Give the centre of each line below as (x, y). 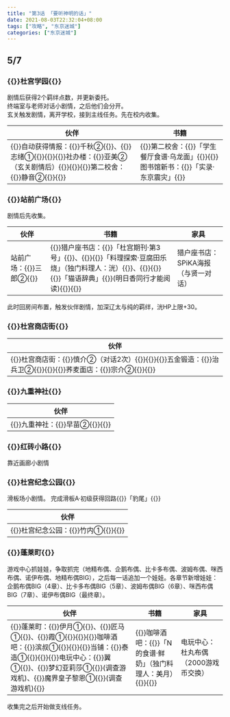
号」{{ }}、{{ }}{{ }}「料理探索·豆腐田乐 (108, 258)
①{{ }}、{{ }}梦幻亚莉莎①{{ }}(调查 (65, 668)
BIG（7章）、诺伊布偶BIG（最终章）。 (58, 594)
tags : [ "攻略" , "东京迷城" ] (44, 26)
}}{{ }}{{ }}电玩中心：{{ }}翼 (72, 657)
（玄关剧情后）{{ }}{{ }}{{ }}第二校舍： (68, 167)
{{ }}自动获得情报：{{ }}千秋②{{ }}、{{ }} (71, 146)
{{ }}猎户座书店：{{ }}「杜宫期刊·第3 (105, 247)
